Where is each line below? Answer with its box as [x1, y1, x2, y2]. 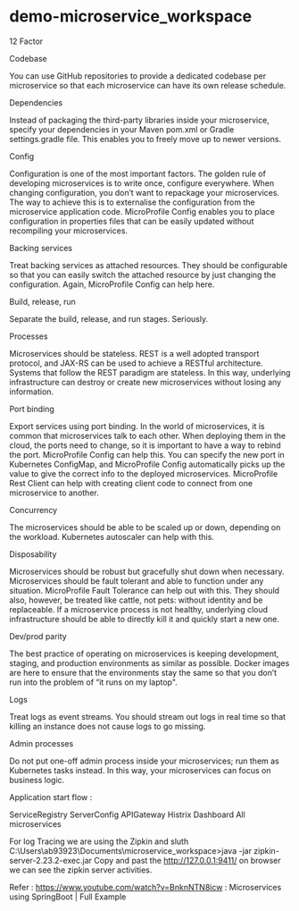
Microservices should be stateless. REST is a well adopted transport [9, 348, 260, 358]
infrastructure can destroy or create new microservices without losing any [9, 376, 282, 387]
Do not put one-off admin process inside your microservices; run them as [9, 755, 279, 766]
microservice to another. [9, 487, 100, 498]
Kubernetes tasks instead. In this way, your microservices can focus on [9, 764, 271, 775]
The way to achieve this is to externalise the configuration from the [9, 197, 256, 207]
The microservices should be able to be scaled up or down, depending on [9, 521, 281, 533]
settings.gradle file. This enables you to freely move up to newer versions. [9, 133, 282, 144]
